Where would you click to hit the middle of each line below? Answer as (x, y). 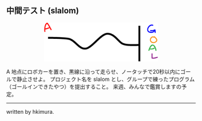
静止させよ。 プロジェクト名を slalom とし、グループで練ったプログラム (106, 79)
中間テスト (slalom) (43, 11)
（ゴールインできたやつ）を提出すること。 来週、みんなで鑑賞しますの (94, 87)
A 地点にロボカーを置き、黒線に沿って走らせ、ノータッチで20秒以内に (93, 72)
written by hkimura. (30, 112)
